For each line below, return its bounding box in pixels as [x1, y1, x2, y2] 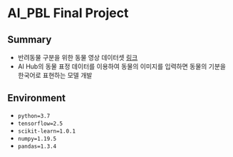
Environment [7, 92, 66, 104]
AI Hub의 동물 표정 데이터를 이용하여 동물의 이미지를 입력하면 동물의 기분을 [17, 62, 227, 71]
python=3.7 [17, 112, 51, 119]
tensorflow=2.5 [17, 120, 63, 127]
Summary [7, 34, 52, 46]
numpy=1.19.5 [17, 135, 57, 142]
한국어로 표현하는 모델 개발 [17, 71, 93, 79]
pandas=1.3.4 [17, 143, 57, 150]
